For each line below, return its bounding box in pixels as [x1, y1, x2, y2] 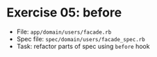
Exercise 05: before [6, 5, 122, 21]
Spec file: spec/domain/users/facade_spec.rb [16, 34, 145, 43]
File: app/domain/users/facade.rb [16, 27, 112, 36]
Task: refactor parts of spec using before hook [16, 42, 150, 50]
